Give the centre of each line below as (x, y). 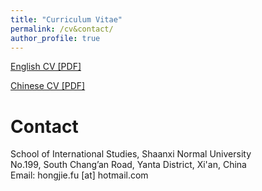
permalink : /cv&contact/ (62, 29)
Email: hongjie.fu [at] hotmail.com (79, 175)
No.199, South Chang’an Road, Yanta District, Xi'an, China (128, 165)
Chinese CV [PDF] (48, 86)
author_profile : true (55, 38)
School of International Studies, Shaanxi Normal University (131, 154)
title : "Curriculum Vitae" (66, 19)
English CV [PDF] (46, 67)
